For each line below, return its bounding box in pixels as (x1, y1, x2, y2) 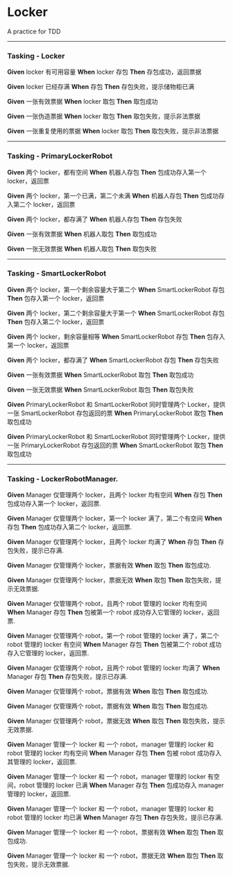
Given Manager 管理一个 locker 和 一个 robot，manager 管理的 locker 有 (7, 773, 214, 781)
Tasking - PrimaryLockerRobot (7, 151, 113, 161)
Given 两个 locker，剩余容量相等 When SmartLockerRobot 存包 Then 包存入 (7, 332, 225, 341)
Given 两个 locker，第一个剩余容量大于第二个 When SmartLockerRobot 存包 (7, 285, 225, 294)
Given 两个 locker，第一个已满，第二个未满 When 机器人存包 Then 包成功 (7, 191, 219, 200)
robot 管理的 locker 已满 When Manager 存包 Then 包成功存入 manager (19, 781, 224, 789)
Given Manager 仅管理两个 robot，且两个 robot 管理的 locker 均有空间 (7, 600, 207, 608)
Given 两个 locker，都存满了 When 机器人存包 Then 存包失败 (7, 215, 182, 223)
